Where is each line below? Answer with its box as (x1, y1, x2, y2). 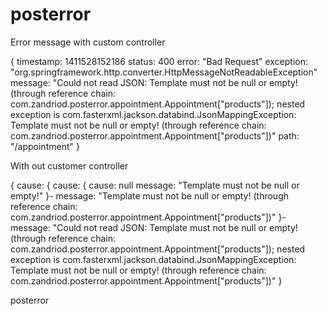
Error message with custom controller (10, 36, 166, 48)
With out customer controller (10, 159, 129, 172)
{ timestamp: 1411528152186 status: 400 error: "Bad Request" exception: (10, 55, 309, 67)
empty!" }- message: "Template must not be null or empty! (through (10, 189, 289, 202)
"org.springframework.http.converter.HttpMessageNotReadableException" (10, 66, 318, 78)
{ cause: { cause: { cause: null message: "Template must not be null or (10, 179, 300, 191)
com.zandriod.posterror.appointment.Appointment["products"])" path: (10, 129, 300, 142)
